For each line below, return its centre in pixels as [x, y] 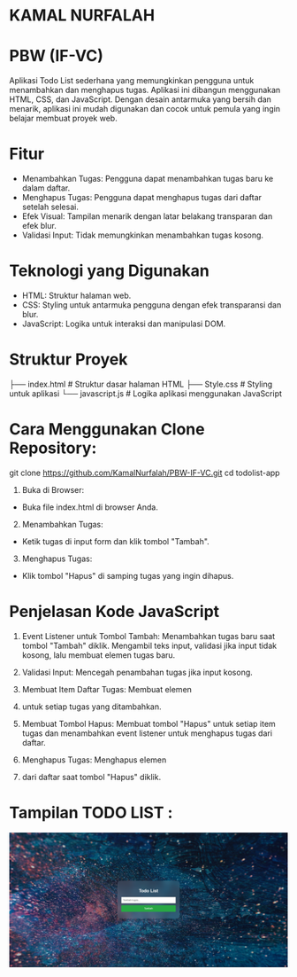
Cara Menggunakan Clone [107, 430]
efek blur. [39, 226]
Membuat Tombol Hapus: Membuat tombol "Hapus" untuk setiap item [148, 723]
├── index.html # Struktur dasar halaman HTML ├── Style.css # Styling [141, 384]
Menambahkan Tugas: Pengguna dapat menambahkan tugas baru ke [148, 179]
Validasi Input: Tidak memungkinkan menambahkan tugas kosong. [142, 235]
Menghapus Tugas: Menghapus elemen [94, 760]
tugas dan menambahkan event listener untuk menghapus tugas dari [147, 733]
